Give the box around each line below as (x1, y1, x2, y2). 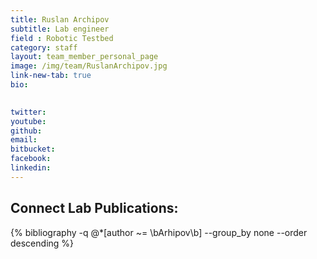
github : (10, 126, 43, 136)
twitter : (10, 107, 47, 117)
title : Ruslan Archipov (10, 14, 110, 25)
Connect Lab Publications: (10, 200, 179, 217)
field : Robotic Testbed (10, 33, 114, 43)
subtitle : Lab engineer (10, 24, 110, 34)
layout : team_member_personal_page (10, 52, 159, 62)
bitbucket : (10, 144, 56, 155)
